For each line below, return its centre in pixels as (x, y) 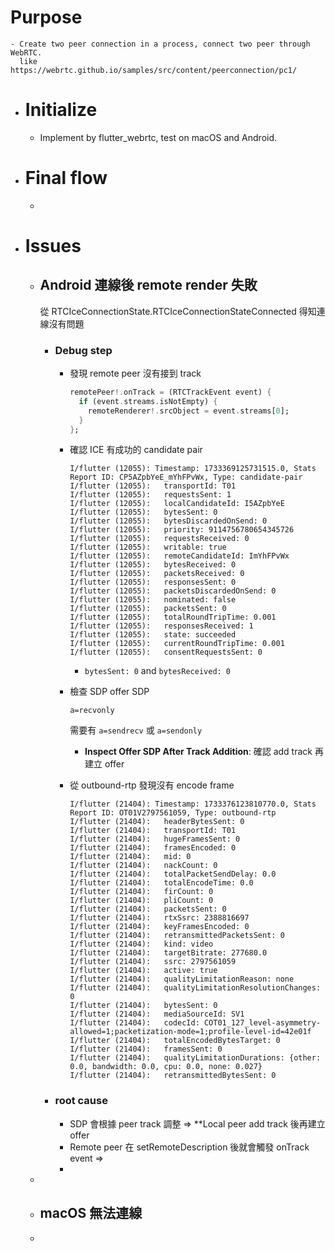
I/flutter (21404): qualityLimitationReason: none (182, 979)
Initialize (61, 110)
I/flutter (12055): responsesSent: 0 (153, 582)
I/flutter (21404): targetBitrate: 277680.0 (168, 953)
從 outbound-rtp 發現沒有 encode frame (152, 785)
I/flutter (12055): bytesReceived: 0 (153, 565)
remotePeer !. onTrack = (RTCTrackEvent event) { (170, 392)
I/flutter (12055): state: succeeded (153, 635)
